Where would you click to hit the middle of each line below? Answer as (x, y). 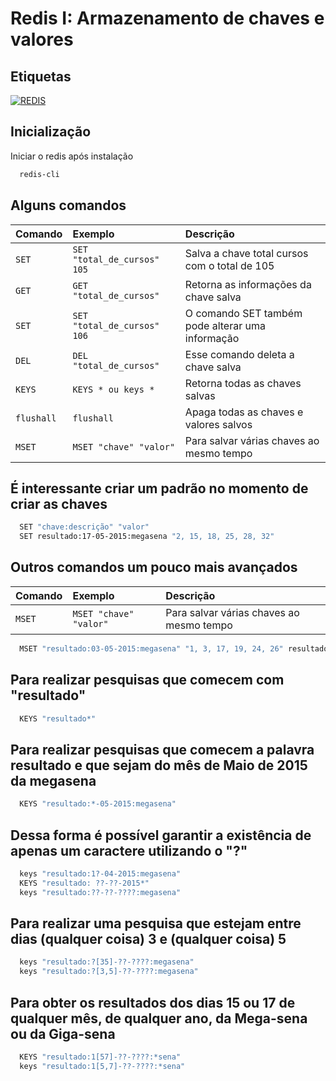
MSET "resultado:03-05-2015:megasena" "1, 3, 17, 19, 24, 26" (151, 648)
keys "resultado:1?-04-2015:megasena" (100, 873)
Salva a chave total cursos (246, 253)
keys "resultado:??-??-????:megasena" (100, 892)
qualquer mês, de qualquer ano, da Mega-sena (159, 1018)
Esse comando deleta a (239, 354)
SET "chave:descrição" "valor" (84, 527)
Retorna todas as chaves (243, 383)
